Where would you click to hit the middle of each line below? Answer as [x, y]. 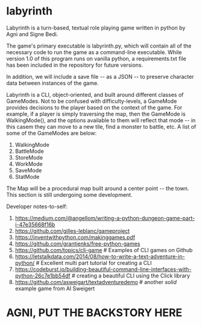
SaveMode [28, 170]
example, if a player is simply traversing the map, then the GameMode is [96, 114]
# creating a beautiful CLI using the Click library [131, 276]
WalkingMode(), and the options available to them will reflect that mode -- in [101, 120]
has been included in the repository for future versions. [75, 65]
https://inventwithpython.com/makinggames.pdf [75, 237]
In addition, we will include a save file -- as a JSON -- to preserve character [100, 76]
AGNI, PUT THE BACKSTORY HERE [94, 313]
